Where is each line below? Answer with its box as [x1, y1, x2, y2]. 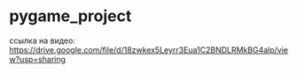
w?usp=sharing [9, 54, 66, 64]
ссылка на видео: [9, 35, 75, 46]
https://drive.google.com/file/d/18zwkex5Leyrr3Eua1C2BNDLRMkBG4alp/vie [9, 44, 288, 55]
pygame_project [9, 6, 132, 26]
